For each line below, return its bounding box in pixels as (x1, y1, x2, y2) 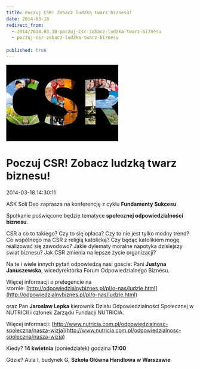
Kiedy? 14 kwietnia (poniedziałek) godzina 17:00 (6, 345, 127, 352)
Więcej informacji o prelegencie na (6, 278, 92, 286)
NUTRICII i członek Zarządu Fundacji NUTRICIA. (6, 309, 124, 316)
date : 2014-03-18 (6, 15, 50, 22)
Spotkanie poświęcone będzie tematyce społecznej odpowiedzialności (6, 212, 183, 219)
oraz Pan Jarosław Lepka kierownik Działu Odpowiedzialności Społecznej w (6, 302, 194, 309)
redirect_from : (6, 22, 44, 28)
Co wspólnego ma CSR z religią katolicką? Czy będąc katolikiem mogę (6, 236, 180, 243)
